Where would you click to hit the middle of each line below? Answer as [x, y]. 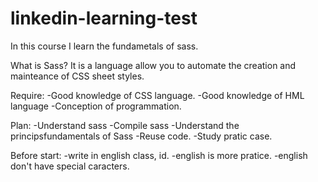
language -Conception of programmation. [96, 106]
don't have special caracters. [70, 166]
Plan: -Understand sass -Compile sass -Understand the [125, 125]
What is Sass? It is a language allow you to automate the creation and [153, 65]
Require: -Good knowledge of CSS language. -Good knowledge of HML [157, 95]
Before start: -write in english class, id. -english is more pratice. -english [159, 155]
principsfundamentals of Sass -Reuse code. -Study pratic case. [141, 136]
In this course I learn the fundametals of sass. [104, 46]
